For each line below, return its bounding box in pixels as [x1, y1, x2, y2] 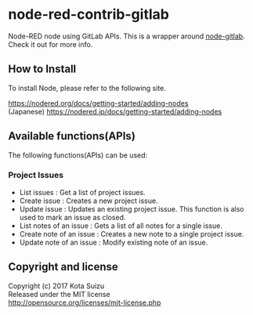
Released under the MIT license [8, 289, 111, 299]
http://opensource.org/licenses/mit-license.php [8, 298, 161, 307]
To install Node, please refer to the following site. [8, 83, 167, 92]
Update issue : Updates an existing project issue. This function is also [19, 204, 244, 213]
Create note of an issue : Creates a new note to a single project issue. [19, 229, 244, 238]
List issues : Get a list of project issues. [19, 187, 146, 197]
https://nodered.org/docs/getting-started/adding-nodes [8, 98, 189, 107]
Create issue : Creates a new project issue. [19, 196, 158, 205]
